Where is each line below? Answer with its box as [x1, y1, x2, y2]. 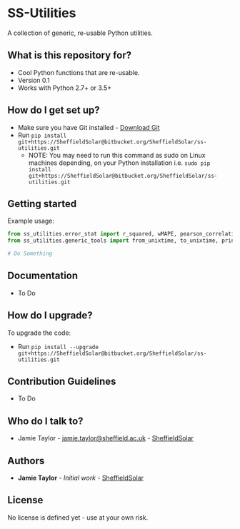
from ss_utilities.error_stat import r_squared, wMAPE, [7, 231, 177, 238]
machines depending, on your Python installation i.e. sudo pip [28, 158, 211, 167]
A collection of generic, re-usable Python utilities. [7, 29, 154, 37]
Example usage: [7, 216, 55, 226]
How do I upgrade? [7, 309, 93, 322]
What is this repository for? [7, 49, 132, 61]
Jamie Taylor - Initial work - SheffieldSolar [17, 473, 144, 483]
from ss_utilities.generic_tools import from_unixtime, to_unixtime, [7, 237, 219, 244]
